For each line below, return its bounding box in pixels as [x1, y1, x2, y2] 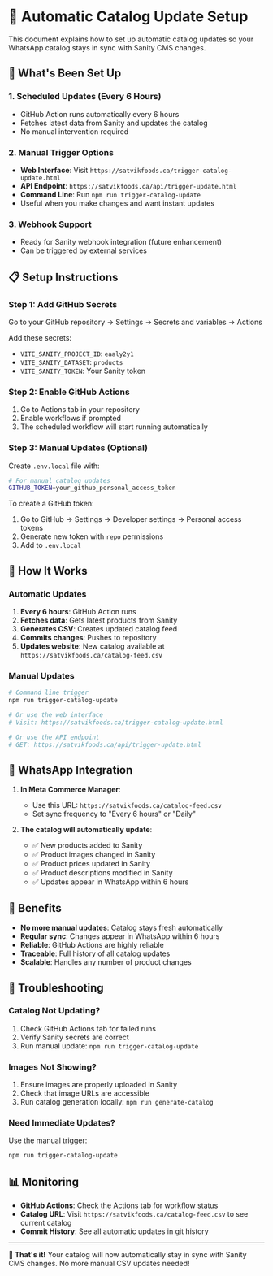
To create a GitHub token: [8, 499, 95, 509]
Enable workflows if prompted [19, 414, 122, 423]
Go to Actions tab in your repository [19, 405, 141, 414]
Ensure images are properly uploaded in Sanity [19, 1080, 178, 1090]
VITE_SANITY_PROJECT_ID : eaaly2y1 [19, 349, 134, 358]
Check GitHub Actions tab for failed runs [19, 1023, 157, 1033]
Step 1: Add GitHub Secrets [8, 298, 118, 310]
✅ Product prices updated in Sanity [32, 859, 151, 869]
